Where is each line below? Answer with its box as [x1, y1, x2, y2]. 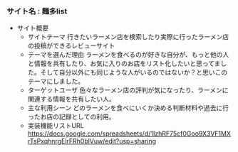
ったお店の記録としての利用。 [27, 112, 115, 121]
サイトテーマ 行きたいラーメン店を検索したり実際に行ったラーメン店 [27, 33, 229, 41]
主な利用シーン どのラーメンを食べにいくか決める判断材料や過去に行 [27, 104, 229, 112]
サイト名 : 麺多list [6, 6, 68, 16]
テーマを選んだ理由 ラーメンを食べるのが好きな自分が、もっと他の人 [27, 50, 229, 59]
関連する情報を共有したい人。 [27, 94, 115, 104]
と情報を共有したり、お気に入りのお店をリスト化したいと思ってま [27, 59, 221, 68]
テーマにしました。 [27, 77, 85, 86]
